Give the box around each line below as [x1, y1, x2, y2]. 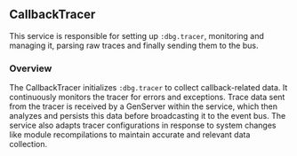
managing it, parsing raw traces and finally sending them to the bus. [9, 40, 259, 51]
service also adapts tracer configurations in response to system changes [9, 120, 277, 131]
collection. [9, 139, 48, 150]
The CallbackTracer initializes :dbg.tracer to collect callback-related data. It [9, 82, 288, 93]
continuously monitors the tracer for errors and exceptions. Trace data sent [9, 92, 285, 103]
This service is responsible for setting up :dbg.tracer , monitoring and [9, 30, 265, 41]
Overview [9, 62, 52, 74]
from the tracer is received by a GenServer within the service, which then [9, 101, 278, 112]
